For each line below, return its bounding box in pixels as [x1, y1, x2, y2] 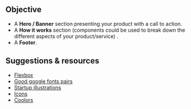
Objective [5, 5, 42, 15]
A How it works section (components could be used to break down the [13, 26, 186, 33]
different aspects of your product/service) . [13, 32, 118, 40]
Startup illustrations [13, 84, 62, 91]
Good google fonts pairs [13, 77, 73, 84]
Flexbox [13, 71, 33, 79]
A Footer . [13, 39, 37, 46]
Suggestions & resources [5, 56, 100, 66]
